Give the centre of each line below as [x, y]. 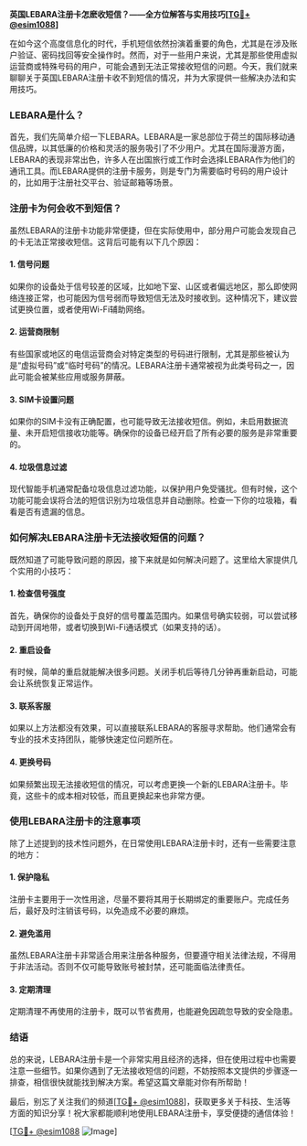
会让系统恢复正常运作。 [53, 683]
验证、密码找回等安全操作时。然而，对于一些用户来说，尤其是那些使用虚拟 [157, 55]
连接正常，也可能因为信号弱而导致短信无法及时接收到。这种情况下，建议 [153, 297]
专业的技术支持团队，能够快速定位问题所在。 [94, 739]
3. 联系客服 [31, 706]
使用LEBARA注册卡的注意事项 [75, 821]
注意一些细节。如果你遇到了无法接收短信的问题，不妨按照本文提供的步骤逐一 [153, 1070]
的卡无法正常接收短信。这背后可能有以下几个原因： [106, 241]
